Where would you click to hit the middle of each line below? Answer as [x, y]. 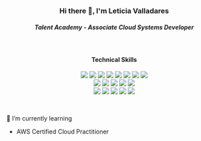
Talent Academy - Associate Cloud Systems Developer [114, 27]
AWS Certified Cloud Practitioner [63, 131]
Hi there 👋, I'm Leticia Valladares [114, 11]
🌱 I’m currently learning [39, 119]
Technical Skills [114, 60]
